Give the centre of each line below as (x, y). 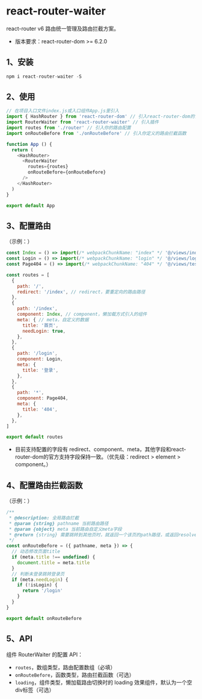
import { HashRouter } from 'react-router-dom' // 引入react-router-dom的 (101, 117)
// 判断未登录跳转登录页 (38, 574)
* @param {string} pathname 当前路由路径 (59, 523)
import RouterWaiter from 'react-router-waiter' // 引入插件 (83, 122)
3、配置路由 (29, 226)
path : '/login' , (38, 354)
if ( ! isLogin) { (38, 585)
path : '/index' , (38, 309)
